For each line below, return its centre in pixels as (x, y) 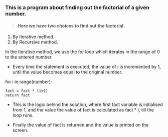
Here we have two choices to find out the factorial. (71, 25)
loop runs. (23, 115)
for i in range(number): (29, 82)
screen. (20, 130)
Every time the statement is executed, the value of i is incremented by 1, (87, 67)
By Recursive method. (35, 42)
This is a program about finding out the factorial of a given (77, 7)
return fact (18, 95)
